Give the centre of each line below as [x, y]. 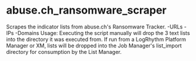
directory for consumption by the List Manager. [64, 52]
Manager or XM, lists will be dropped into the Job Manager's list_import [94, 46]
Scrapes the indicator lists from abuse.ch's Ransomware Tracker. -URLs [94, 27]
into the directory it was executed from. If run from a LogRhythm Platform [96, 39]
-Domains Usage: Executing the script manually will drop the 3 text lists [103, 33]
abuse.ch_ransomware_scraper [86, 10]
